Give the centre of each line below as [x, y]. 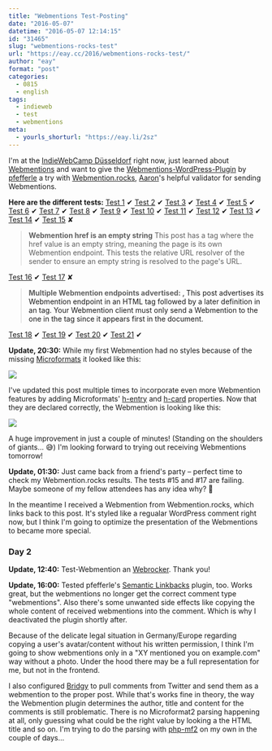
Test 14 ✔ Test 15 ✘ [41, 219]
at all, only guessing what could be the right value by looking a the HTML [130, 720]
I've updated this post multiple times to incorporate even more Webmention [135, 390]
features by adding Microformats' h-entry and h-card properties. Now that [133, 398]
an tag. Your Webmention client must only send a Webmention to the [143, 310]
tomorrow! [26, 455]
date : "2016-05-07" [41, 24]
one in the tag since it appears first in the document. [116, 318]
